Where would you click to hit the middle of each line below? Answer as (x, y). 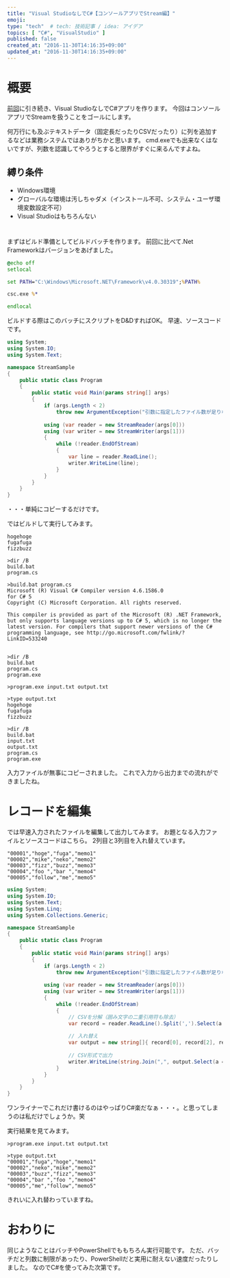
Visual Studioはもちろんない (56, 216)
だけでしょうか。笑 (58, 1117)
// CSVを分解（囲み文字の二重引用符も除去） (124, 1017)
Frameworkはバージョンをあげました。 (62, 250)
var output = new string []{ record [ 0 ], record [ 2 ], (142, 1043)
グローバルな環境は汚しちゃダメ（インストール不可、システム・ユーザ (116, 199)
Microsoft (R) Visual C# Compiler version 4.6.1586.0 (86, 591)
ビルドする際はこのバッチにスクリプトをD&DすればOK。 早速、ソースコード (114, 321)
